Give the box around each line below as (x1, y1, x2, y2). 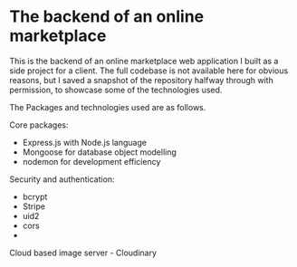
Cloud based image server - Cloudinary (9, 247, 157, 258)
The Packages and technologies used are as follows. (9, 101, 206, 112)
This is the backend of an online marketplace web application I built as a (9, 55, 279, 66)
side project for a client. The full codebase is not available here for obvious (9, 65, 289, 76)
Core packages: (9, 119, 70, 130)
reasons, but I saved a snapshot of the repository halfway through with (9, 74, 273, 85)
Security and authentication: (9, 174, 115, 185)
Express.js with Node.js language (22, 137, 148, 148)
